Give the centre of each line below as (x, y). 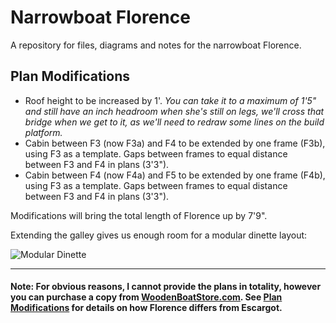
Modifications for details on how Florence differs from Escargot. (146, 308)
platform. (43, 132)
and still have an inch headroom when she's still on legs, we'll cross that (174, 111)
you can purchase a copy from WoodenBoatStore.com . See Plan (146, 297)
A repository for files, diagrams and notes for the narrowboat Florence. (156, 45)
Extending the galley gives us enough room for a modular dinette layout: (159, 235)
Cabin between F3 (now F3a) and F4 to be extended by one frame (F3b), (175, 143)
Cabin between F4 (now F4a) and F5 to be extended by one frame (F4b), (175, 175)
